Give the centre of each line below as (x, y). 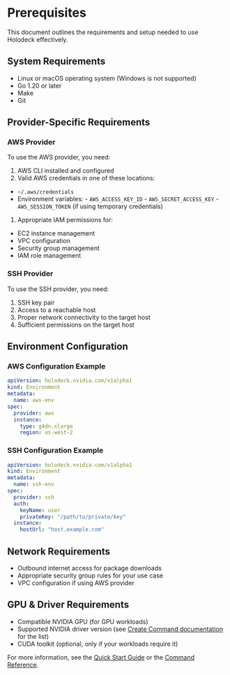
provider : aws (34, 413)
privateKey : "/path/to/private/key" (73, 517)
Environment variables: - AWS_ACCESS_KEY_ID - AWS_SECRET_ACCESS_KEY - (118, 199)
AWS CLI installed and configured (66, 171)
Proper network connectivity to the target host (84, 317)
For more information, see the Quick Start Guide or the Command (101, 657)
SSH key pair (36, 302)
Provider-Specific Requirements (79, 122)
